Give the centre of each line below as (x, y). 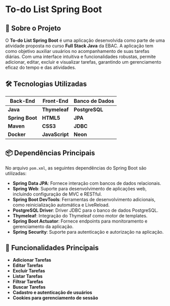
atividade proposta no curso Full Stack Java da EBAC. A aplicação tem (79, 46)
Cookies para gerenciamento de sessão (55, 298)
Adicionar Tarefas (32, 260)
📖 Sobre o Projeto (33, 28)
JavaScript (55, 134)
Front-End (55, 101)
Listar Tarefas (28, 276)
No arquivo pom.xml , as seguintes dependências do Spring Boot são (76, 168)
